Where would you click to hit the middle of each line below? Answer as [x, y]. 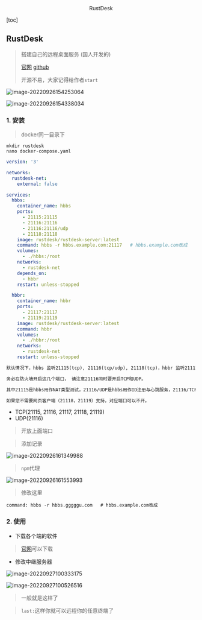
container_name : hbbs [44, 206]
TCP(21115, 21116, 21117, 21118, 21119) [60, 412]
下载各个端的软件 [36, 536]
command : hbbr [35, 329]
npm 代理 [30, 468]
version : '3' [23, 162]
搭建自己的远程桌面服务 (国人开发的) [66, 54]
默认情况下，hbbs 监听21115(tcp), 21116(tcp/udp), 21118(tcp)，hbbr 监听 [96, 368]
